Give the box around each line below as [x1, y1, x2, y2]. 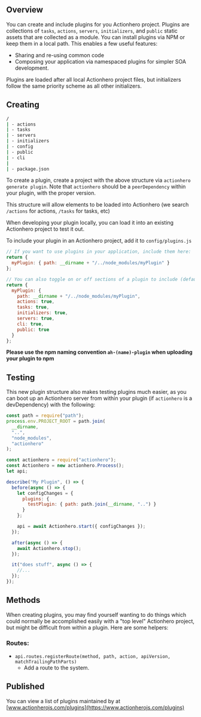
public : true [17, 327, 50, 333]
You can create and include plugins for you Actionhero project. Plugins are [6, 20, 190, 28]
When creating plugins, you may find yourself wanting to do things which [6, 611, 187, 618]
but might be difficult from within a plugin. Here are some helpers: [6, 624, 169, 631]
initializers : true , [17, 310, 68, 316]
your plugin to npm [6, 355, 54, 362]
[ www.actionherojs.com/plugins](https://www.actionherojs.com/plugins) [6, 704, 185, 711]
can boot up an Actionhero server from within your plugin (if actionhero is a [6, 395, 193, 402]
